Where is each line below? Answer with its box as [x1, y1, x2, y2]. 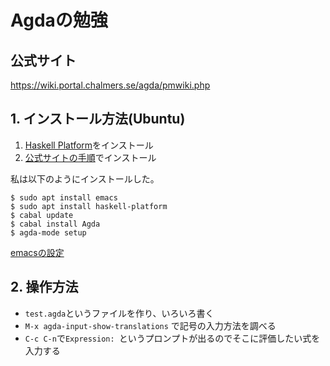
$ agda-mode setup [10, 227, 87, 238]
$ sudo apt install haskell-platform [10, 201, 168, 211]
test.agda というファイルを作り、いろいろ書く [24, 307, 215, 319]
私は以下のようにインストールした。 [10, 172, 160, 185]
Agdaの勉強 [10, 9, 108, 32]
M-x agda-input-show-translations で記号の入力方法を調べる [24, 319, 277, 331]
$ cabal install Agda [10, 219, 101, 229]
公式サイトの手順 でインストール [24, 151, 157, 163]
